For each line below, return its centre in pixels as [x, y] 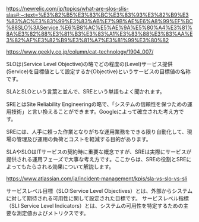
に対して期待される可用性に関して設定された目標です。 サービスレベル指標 [97, 198]
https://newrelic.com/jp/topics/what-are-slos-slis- [67, 9]
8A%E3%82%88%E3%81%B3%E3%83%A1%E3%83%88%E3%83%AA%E [99, 34]
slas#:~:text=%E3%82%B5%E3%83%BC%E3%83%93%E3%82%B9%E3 [97, 15]
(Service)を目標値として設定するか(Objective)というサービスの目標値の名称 [99, 71]
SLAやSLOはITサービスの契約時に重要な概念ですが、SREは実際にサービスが [99, 152]
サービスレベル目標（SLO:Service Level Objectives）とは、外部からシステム [99, 191]
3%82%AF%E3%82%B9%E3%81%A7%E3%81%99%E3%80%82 [88, 40]
